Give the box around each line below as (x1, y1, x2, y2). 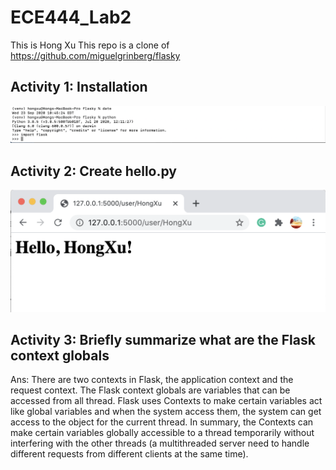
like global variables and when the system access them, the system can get (10, 406, 322, 418)
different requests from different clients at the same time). (10, 448, 249, 460)
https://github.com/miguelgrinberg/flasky (10, 49, 181, 61)
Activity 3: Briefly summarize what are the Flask (10, 331, 316, 348)
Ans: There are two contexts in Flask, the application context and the (10, 374, 294, 386)
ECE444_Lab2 (10, 6, 132, 29)
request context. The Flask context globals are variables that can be (10, 384, 291, 396)
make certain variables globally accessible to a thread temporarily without (10, 427, 315, 439)
